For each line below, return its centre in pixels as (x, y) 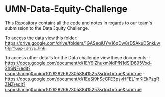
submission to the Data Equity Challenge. (47, 28)
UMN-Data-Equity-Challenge (66, 9)
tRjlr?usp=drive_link (25, 48)
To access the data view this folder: (41, 38)
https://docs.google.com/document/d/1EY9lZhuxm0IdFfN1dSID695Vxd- (79, 63)
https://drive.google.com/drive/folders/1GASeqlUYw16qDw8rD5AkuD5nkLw (82, 43)
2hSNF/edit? (18, 68)
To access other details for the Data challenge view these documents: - (78, 57)
